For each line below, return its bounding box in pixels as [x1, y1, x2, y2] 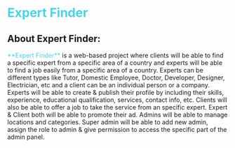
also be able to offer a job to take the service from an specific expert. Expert [7, 103, 228, 111]
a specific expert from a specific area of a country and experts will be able [7, 59, 223, 67]
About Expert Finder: [7, 33, 101, 45]
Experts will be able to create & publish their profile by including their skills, [7, 89, 224, 96]
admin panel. [7, 133, 45, 141]
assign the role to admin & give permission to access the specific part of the [7, 126, 227, 133]
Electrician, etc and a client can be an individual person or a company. [7, 81, 210, 89]
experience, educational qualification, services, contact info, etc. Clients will [7, 96, 227, 104]
